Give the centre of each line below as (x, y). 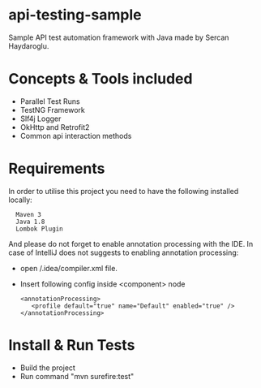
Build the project (47, 368)
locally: (20, 200)
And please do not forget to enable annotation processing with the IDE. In (131, 244)
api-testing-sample (75, 15)
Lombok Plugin (39, 229)
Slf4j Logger (41, 119)
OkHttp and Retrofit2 (55, 127)
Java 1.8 (30, 222)
